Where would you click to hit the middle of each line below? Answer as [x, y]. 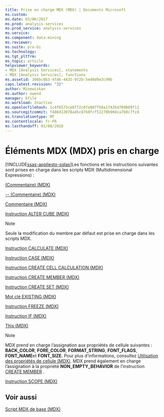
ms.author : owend [23, 93]
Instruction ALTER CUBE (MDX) [37, 214]
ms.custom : [16, 14]
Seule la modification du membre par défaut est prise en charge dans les [80, 233]
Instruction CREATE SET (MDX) [37, 287]
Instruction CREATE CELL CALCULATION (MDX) [54, 267]
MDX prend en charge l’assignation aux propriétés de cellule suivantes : [79, 345]
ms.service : [17, 33]
